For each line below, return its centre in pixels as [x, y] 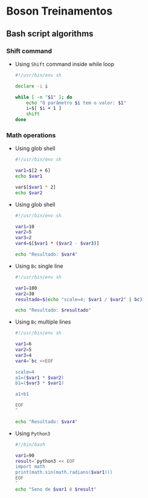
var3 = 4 [23, 355]
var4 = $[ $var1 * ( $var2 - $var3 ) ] [57, 244]
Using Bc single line [39, 266]
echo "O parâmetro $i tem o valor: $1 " [76, 103]
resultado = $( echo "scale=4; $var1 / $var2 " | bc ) [79, 299]
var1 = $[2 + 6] [33, 171]
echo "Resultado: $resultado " [53, 310]
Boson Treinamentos [60, 11]
